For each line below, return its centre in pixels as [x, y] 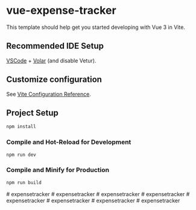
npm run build [24, 182]
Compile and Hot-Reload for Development [69, 142]
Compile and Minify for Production [58, 170]
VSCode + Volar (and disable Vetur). [51, 60]
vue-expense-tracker [61, 11]
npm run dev [21, 155]
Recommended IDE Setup [55, 46]
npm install [21, 127]
